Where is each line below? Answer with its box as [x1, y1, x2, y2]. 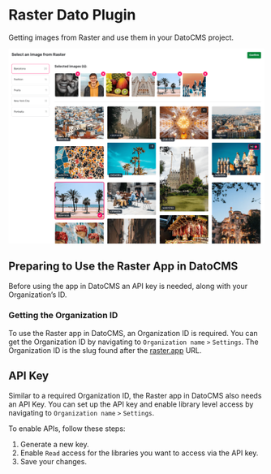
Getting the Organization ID [8, 310, 118, 321]
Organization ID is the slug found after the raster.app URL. [8, 345, 202, 355]
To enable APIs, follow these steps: [8, 424, 126, 433]
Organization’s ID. [8, 290, 67, 299]
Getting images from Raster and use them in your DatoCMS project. [8, 32, 234, 42]
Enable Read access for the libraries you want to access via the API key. [19, 448, 259, 458]
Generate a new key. [19, 439, 89, 449]
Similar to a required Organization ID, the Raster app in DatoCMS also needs [8, 390, 262, 400]
